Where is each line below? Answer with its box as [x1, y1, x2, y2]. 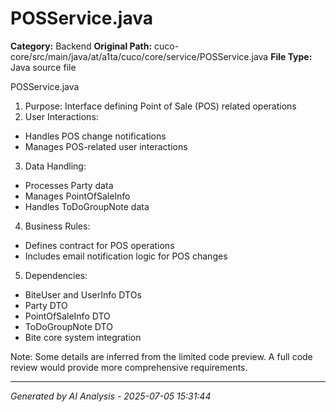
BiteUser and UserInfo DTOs [24, 288, 142, 301]
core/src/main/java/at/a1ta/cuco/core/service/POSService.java [10, 50, 269, 62]
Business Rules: [24, 220, 91, 232]
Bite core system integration [24, 331, 142, 343]
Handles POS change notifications [24, 130, 167, 142]
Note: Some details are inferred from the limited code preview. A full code [10, 350, 313, 362]
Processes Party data [24, 179, 114, 191]
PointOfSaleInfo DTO [24, 310, 111, 322]
